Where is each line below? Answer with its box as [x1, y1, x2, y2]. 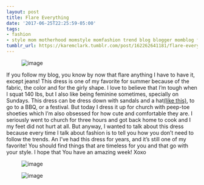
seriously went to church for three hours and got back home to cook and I [6, 116, 191, 123]
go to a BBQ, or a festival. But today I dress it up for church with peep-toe [6, 103, 190, 110]
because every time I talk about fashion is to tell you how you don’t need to [6, 129, 194, 136]
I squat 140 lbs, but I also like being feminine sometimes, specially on [6, 90, 179, 98]
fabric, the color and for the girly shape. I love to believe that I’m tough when [6, 84, 197, 91]
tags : [6, 25, 20, 32]
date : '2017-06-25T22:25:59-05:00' [6, 20, 97, 26]
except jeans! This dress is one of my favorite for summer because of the [6, 77, 189, 85]
